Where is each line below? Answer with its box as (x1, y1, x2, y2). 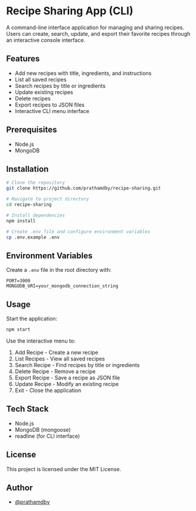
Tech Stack (6, 404, 49, 414)
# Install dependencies (6, 212, 66, 218)
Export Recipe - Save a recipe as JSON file (14, 374, 120, 381)
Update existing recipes (14, 88, 73, 96)
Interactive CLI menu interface (14, 107, 89, 114)
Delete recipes (14, 95, 51, 102)
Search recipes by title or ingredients (14, 82, 106, 89)
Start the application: (6, 315, 58, 322)
